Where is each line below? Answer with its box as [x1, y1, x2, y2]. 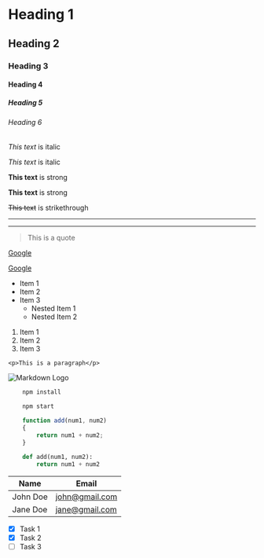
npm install [22, 387, 61, 396]
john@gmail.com [55, 491, 118, 502]
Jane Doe [12, 504, 48, 515]
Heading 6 [8, 118, 42, 127]
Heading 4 [8, 80, 43, 90]
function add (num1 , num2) [22, 417, 108, 425]
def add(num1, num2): [22, 453, 93, 461]
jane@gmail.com [55, 504, 118, 515]
